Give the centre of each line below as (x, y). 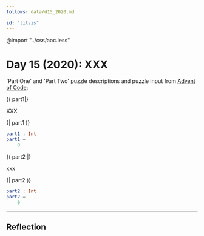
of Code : (17, 88)
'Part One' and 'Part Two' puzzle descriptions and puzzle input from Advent (101, 81)
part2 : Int (21, 191)
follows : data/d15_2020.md (40, 12)
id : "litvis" (23, 23)
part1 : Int (21, 134)
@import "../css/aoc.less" (38, 40)
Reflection (26, 227)
